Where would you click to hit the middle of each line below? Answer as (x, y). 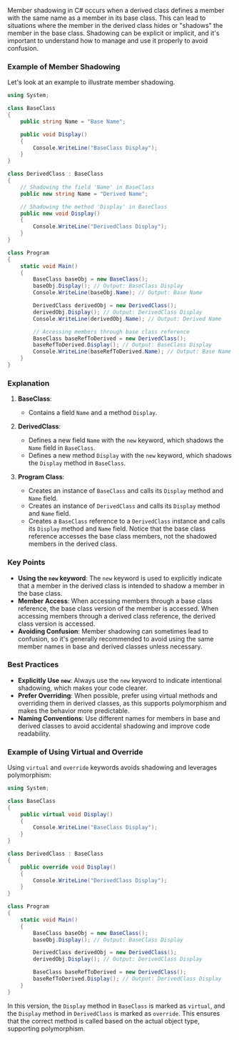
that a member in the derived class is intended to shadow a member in (121, 586)
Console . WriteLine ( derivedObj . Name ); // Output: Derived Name (127, 319)
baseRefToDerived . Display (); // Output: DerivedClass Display (127, 979)
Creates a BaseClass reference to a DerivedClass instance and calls (127, 521)
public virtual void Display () (67, 814)
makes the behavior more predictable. (73, 711)
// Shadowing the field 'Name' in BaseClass (87, 187)
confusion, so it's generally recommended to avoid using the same (116, 639)
